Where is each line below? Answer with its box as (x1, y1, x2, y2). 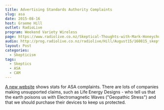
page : (5, 35, 16, 39)
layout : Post (5, 43, 32, 48)
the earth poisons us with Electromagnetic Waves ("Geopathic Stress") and (5, 94, 156, 100)
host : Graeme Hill (5, 20, 42, 26)
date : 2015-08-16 (5, 16, 41, 21)
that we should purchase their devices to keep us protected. (5, 99, 126, 105)
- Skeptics (9, 61, 32, 66)
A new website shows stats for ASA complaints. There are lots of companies (5, 84, 159, 90)
